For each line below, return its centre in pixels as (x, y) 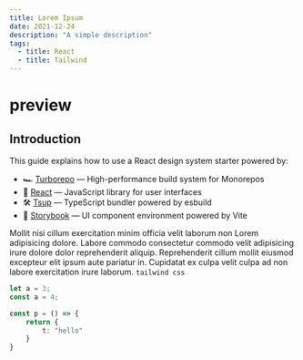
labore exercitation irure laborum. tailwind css (97, 272)
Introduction (45, 139)
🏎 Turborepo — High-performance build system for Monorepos (143, 179)
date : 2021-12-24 (42, 26)
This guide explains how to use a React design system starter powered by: (149, 161)
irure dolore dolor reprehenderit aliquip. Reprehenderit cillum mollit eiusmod (151, 252)
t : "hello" (63, 330)
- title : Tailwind (53, 60)
